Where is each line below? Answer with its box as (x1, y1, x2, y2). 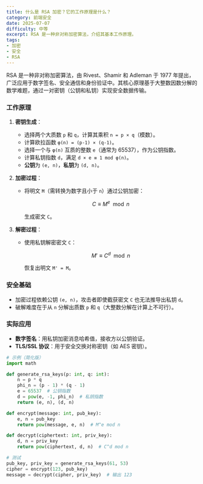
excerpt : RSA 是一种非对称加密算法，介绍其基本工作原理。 (6, 32, 136, 38)
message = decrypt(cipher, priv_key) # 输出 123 (6, 471, 132, 478)
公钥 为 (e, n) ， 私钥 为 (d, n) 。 (24, 161, 103, 169)
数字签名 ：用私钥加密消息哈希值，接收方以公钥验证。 (15, 335, 148, 342)
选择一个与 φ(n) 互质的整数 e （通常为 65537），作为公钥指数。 (24, 146, 180, 153)
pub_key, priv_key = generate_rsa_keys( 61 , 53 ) (6, 460, 129, 466)
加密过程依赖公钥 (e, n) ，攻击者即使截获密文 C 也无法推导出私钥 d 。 (15, 295, 187, 303)
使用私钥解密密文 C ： (24, 238, 77, 246)
